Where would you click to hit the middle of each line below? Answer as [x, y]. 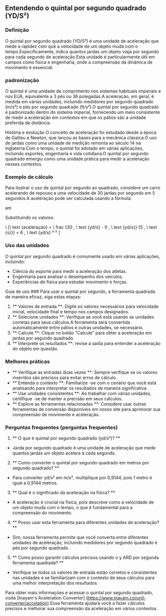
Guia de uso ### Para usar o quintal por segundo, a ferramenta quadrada [80, 291]
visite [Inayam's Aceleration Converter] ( [46, 598]
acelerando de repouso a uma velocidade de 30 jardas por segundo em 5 [80, 193]
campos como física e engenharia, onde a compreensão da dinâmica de [79, 62]
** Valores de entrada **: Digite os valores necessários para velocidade [85, 306]
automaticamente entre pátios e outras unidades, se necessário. [78, 327]
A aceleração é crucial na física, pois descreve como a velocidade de [83, 502]
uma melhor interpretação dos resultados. [55, 583]
